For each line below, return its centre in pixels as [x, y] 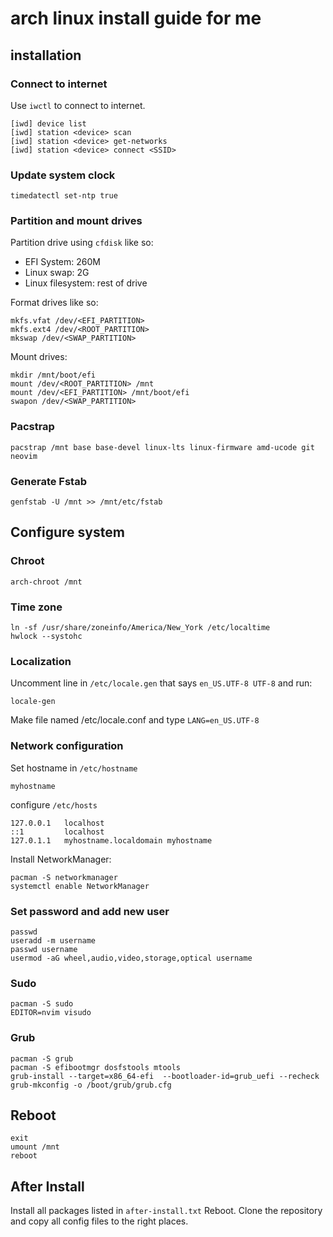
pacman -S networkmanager [64, 877]
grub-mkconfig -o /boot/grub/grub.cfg [91, 1085]
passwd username [44, 949]
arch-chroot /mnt [46, 582]
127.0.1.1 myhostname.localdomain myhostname [111, 840]
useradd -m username [53, 940]
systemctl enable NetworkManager [80, 886]
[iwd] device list [48, 123]
